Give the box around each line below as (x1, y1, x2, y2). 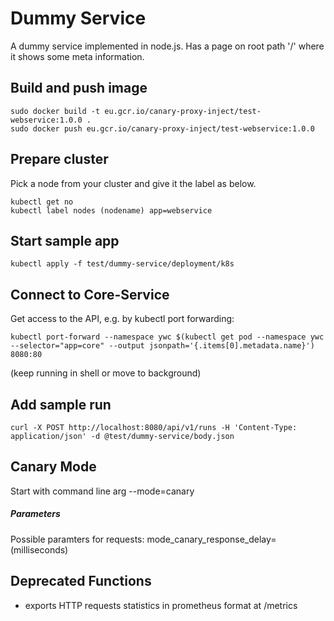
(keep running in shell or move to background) (10, 367, 202, 379)
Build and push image (10, 80, 148, 97)
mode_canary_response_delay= (146, 533, 277, 545)
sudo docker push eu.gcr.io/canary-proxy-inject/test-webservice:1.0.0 (10, 123, 315, 134)
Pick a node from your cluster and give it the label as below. (10, 177, 257, 189)
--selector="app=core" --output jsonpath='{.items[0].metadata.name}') (10, 341, 315, 351)
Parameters (10, 508, 61, 520)
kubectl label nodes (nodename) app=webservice (10, 205, 213, 216)
